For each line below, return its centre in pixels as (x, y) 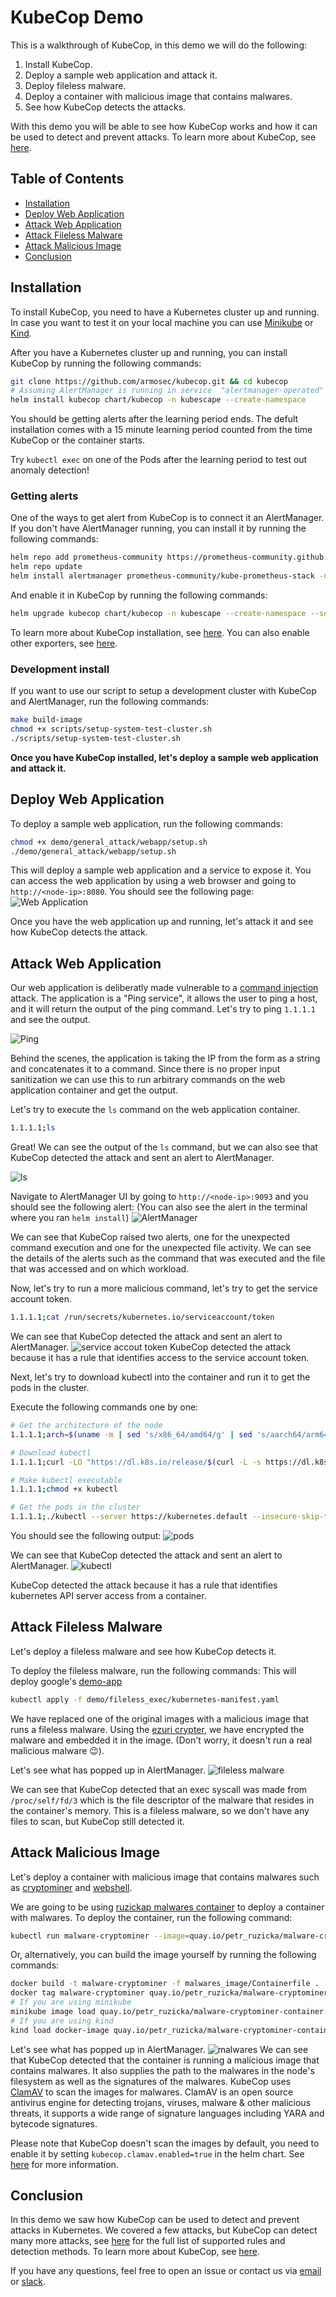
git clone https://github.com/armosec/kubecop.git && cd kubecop (149, 381)
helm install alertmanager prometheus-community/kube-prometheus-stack (162, 576)
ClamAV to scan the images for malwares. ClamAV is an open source (152, 2092)
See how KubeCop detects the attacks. (105, 107)
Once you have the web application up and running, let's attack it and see (162, 922)
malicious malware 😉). (57, 1750)
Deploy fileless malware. (75, 85)
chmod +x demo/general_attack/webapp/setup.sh (109, 842)
